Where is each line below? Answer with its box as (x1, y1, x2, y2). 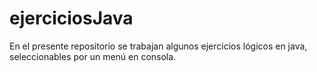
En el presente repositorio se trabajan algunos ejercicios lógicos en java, (9, 40, 308, 52)
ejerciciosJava (9, 7, 134, 30)
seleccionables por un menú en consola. (9, 50, 177, 62)
